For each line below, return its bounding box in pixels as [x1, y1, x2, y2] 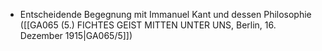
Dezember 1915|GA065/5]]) [19, 30, 133, 41]
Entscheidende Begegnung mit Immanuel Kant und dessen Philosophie [19, 9, 312, 20]
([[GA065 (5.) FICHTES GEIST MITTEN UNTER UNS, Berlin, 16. [19, 19, 277, 31]
